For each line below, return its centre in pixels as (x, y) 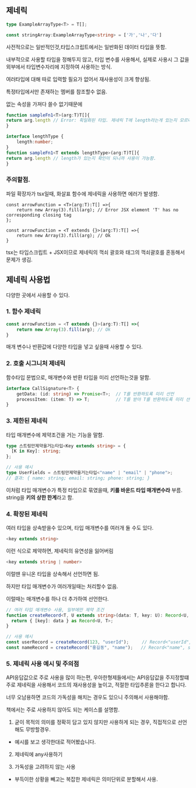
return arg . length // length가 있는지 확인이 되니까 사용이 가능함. (81, 158)
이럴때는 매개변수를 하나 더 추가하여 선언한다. (57, 598)
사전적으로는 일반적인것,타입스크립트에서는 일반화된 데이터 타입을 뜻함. (86, 47)
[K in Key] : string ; (36, 451)
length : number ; (35, 142)
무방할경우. (38, 729)
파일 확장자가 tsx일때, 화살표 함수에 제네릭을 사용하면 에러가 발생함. (83, 193)
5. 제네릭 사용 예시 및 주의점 (43, 663)
